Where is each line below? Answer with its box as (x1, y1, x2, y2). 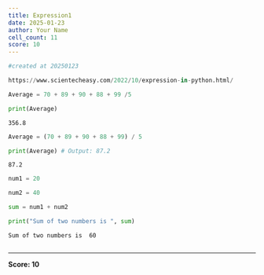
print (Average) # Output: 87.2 (8, 147, 111, 155)
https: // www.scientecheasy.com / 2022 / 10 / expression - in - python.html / (8, 76, 234, 84)
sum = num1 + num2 (8, 203, 68, 211)
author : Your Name (8, 26, 68, 34)
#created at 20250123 (8, 62, 79, 71)
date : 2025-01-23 (8, 19, 65, 27)
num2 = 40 (8, 189, 41, 197)
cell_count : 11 (8, 33, 58, 42)
